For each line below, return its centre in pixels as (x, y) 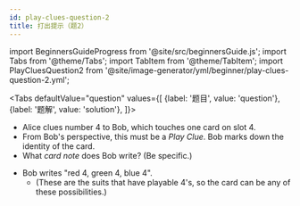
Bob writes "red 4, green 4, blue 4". (87, 173)
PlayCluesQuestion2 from (56, 70)
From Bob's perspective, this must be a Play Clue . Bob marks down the (153, 136)
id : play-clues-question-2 (59, 17)
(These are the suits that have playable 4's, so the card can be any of (163, 182)
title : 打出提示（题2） (49, 26)
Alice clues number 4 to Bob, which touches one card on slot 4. (139, 127)
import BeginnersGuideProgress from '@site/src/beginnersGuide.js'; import (148, 51)
